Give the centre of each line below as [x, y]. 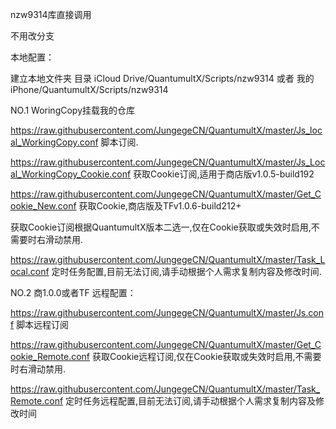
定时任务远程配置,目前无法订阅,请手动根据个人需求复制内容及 [191, 401]
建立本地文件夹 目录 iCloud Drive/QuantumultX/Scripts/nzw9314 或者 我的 [162, 78]
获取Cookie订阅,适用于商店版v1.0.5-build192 [224, 174]
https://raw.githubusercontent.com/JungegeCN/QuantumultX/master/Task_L [168, 259]
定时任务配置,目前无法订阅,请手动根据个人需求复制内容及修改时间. [186, 271]
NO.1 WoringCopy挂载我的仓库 [73, 110]
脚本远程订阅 [43, 324]
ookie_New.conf [43, 206]
